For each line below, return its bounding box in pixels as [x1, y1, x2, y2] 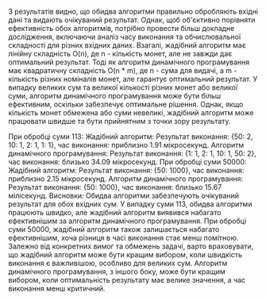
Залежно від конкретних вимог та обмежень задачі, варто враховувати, [8, 241, 254, 251]
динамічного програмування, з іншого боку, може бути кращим [8, 267, 226, 276]
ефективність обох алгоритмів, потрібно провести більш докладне [8, 24, 235, 33]
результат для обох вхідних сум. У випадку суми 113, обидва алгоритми [8, 199, 253, 209]
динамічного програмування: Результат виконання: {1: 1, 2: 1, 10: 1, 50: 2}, [8, 149, 256, 158]
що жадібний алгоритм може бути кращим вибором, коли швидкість [8, 250, 243, 259]
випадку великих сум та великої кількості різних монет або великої [8, 83, 238, 92]
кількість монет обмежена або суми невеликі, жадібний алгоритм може [8, 108, 254, 118]
